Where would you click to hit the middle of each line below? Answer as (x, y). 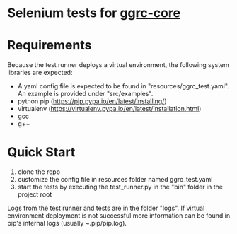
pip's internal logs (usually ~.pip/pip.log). (67, 223)
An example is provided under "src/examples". (85, 94)
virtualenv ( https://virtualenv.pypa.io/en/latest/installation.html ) (109, 109)
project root (35, 194)
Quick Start (41, 152)
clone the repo (39, 172)
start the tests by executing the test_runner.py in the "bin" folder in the (120, 187)
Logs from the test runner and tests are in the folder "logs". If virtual (106, 208)
